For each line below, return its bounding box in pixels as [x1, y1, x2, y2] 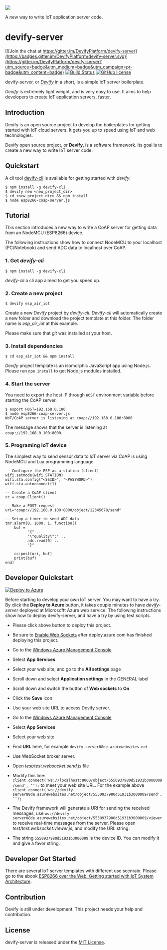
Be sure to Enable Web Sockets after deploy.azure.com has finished [12, 632, 152, 637]
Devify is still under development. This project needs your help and [5, 906, 143, 912]
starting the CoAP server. [5, 397, 57, 403]
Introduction [5, 108, 45, 117]
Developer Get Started [5, 855, 76, 863]
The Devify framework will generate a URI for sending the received [12, 805, 150, 811]
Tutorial [5, 211, 30, 220]
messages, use [12, 810, 44, 816]
